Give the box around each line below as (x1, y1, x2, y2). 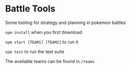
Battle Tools (5, 3, 56, 14)
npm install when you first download (5, 29, 82, 35)
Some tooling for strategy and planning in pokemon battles (5, 19, 126, 25)
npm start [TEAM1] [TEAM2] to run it (5, 38, 78, 45)
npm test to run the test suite (5, 48, 64, 54)
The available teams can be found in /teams (5, 58, 95, 64)
